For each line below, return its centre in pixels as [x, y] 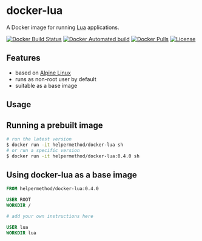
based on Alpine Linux [43, 73]
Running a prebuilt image [55, 125]
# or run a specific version [43, 150]
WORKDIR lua [21, 233]
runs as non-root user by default [56, 79]
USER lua [17, 227]
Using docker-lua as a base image [72, 175]
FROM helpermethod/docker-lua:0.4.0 [52, 189]
